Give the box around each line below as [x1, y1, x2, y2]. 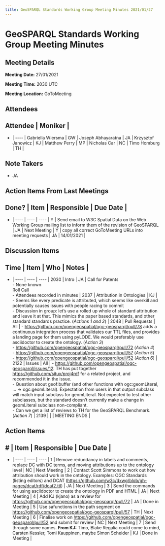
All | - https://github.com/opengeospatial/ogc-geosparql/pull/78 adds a [12, 324, 157, 330]
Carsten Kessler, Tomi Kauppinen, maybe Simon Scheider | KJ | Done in [12, 530, 158, 536]
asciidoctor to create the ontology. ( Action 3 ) [12, 340, 103, 345]
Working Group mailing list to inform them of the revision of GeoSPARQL [12, 222, 159, 228]
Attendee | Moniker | [5, 122, 70, 130]
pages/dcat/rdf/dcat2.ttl [12, 483, 62, 489]
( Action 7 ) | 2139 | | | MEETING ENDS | [12, 412, 90, 419]
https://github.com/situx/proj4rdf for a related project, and [12, 371, 131, 377]
